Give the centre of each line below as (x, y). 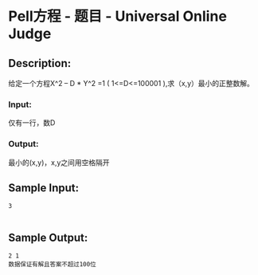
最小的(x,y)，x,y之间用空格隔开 (59, 162)
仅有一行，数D (32, 123)
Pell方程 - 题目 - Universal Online (117, 16)
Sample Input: (44, 188)
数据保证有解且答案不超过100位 (53, 265)
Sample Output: (48, 237)
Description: (40, 63)
